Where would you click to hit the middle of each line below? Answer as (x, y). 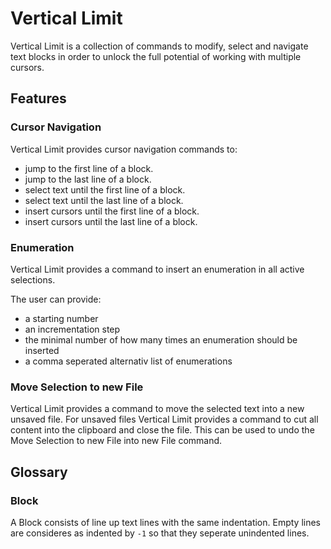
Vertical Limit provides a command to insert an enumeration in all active (157, 269)
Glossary (39, 472)
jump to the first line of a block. (89, 168)
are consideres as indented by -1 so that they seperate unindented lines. (160, 533)
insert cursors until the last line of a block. (111, 221)
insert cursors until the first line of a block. (112, 211)
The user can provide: (56, 299)
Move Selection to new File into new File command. (116, 441)
